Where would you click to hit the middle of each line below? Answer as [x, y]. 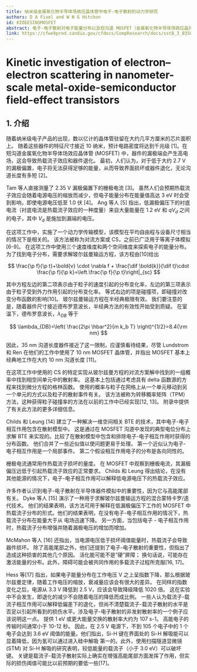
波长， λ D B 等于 [60, 314]
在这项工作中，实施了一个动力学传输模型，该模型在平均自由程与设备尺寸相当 [98, 232]
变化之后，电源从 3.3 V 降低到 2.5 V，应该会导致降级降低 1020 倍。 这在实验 [98, 589]
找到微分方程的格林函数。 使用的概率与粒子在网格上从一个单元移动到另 [102, 387]
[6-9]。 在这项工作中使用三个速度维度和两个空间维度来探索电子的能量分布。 [98, 246]
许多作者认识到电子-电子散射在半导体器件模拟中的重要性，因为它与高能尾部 [97, 491]
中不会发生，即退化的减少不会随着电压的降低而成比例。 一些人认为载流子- [95, 597]
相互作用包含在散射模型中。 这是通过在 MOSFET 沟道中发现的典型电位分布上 [98, 429]
